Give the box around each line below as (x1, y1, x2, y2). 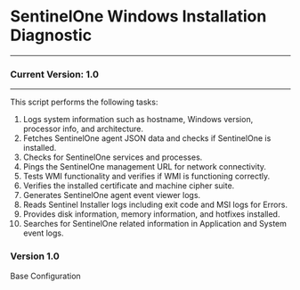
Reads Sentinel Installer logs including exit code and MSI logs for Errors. (22, 199, 288, 211)
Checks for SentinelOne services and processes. (22, 152, 203, 162)
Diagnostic (10, 25, 93, 46)
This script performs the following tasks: (10, 96, 158, 108)
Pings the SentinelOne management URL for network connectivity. (22, 162, 266, 172)
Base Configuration (10, 270, 81, 281)
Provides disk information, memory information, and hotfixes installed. (22, 209, 280, 220)
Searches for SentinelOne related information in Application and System (22, 219, 288, 229)
